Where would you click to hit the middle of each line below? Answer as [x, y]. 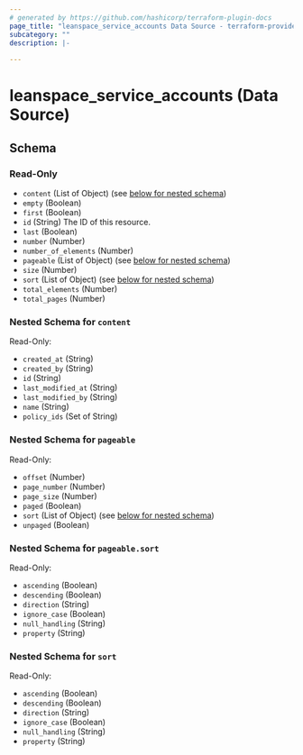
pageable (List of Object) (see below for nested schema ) [127, 260]
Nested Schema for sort [63, 656]
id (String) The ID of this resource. [87, 222]
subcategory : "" [40, 34]
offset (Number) [54, 477]
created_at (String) [58, 359]
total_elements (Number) [70, 289]
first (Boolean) [52, 212]
